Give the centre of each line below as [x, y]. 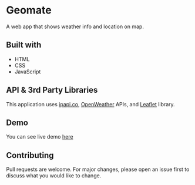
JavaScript [28, 72]
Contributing [30, 155]
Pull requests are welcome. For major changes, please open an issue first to [98, 169]
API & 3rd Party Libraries [52, 90]
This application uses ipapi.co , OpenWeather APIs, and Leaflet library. [90, 104]
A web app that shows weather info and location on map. [75, 26]
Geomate [29, 10]
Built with [24, 45]
